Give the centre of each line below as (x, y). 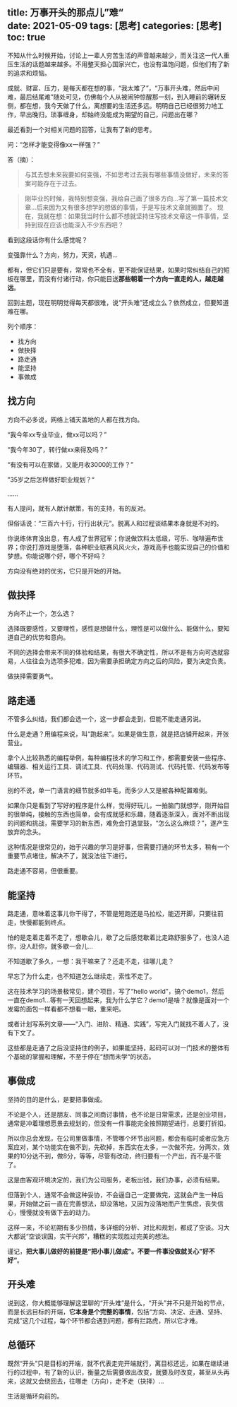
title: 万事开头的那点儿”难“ (65, 13)
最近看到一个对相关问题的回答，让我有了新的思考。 (81, 129)
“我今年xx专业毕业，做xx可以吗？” (57, 434)
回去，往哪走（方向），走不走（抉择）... (107, 1381)
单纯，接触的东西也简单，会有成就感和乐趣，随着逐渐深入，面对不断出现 (124, 814)
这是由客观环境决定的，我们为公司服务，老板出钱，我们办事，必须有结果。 (115, 1180)
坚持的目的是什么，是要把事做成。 (57, 1099)
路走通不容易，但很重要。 (44, 871)
